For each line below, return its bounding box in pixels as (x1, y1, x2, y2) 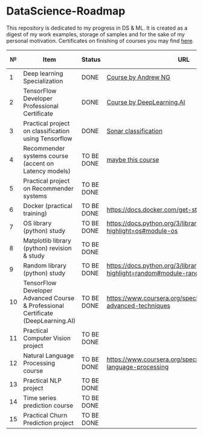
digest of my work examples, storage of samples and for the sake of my (6, 30, 185, 38)
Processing (23, 359, 56, 367)
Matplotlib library (23, 236, 71, 244)
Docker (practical (23, 201, 72, 210)
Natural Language (23, 351, 74, 359)
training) (23, 209, 47, 217)
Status (81, 55, 101, 64)
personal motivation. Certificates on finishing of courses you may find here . (6, 37, 195, 44)
